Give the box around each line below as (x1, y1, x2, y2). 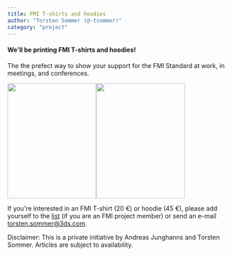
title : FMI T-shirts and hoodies (7, 10, 106, 18)
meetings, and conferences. (7, 69, 90, 77)
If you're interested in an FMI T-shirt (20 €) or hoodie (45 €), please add (7, 204, 218, 213)
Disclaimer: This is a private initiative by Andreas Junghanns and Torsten (7, 233, 220, 241)
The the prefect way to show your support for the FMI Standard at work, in (7, 61, 225, 69)
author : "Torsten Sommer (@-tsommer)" (7, 17, 122, 24)
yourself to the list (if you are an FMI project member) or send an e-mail (7, 211, 216, 220)
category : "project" (7, 23, 69, 30)
